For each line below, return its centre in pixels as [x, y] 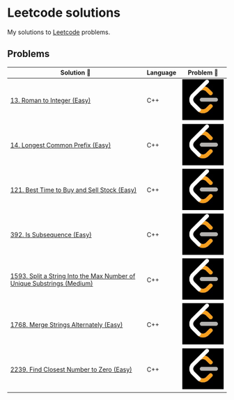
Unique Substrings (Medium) [52, 284]
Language [162, 73]
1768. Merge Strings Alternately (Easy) [67, 324]
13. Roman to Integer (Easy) [50, 100]
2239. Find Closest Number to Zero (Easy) [71, 369]
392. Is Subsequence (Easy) [51, 235]
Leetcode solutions [64, 13]
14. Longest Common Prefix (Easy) [61, 145]
